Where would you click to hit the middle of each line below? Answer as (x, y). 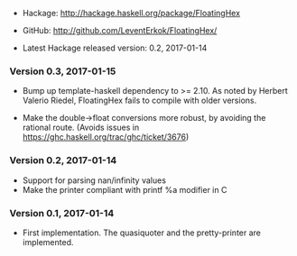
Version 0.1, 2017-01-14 (62, 213)
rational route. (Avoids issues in (81, 128)
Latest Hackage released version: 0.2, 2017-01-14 (115, 48)
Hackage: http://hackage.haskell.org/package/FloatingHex (131, 13)
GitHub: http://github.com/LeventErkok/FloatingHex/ (120, 30)
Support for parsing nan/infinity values (94, 180)
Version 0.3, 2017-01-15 (63, 71)
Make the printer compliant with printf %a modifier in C (125, 189)
